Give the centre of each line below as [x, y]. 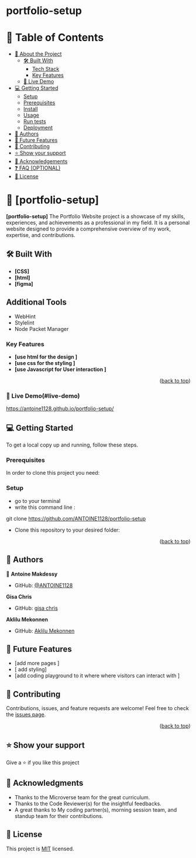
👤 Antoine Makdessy [32, 574]
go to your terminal [37, 501]
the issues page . [26, 715]
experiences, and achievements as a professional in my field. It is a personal [98, 223]
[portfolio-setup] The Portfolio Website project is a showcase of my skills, [96, 217]
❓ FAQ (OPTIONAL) [37, 168]
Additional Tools [37, 303]
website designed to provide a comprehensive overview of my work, [89, 229]
